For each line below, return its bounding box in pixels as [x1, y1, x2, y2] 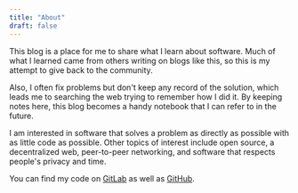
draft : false [9, 21, 58, 30]
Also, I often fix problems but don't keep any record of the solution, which [9, 82, 279, 92]
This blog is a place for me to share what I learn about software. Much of [9, 45, 276, 56]
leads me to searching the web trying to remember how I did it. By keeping [9, 91, 283, 102]
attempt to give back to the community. [9, 64, 153, 76]
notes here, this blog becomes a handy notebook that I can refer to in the [9, 101, 278, 111]
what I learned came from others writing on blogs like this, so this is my [9, 55, 270, 66]
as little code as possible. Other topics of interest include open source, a [9, 137, 275, 148]
